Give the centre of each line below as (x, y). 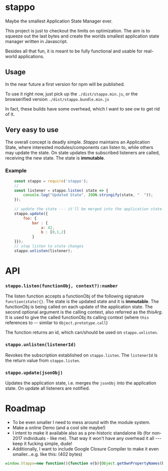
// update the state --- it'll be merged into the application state (88, 209)
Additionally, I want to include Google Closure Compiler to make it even (85, 448)
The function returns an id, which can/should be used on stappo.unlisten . (82, 332)
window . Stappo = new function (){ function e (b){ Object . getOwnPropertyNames (82, 463)
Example (16, 170)
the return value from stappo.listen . (43, 360)
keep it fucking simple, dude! (42, 443)
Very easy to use (32, 130)
